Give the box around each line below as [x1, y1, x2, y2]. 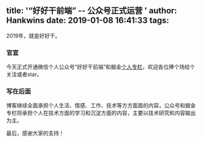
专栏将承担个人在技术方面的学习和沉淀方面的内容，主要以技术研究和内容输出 [6, 110, 196, 117]
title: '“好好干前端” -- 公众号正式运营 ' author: [6, 5, 177, 16]
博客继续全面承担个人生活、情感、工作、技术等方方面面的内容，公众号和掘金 [6, 102, 196, 109]
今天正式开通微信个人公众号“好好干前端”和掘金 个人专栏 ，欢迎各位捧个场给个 [6, 64, 195, 71]
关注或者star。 [6, 71, 43, 78]
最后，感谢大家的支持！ [6, 129, 64, 137]
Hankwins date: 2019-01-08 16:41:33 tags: [6, 16, 170, 26]
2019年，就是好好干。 [6, 32, 61, 39]
